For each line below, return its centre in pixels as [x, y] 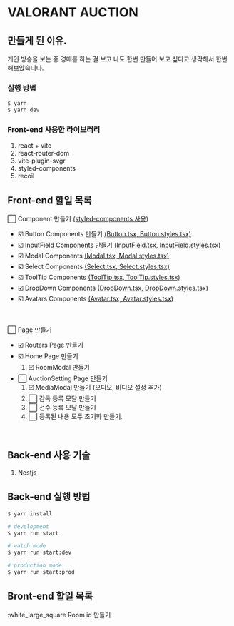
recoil [26, 176]
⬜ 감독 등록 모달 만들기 [62, 399]
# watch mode [27, 546]
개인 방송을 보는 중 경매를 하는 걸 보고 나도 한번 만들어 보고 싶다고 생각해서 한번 [118, 59]
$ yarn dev [24, 110]
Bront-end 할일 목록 [50, 596]
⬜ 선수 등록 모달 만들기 [62, 408]
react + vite [35, 146]
